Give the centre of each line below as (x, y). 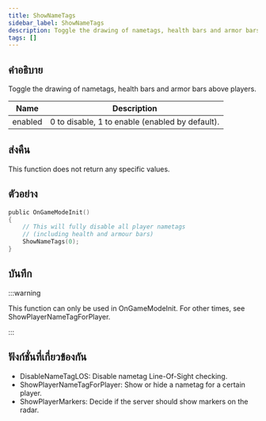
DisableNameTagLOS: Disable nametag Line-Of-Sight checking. (123, 376)
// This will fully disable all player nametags (104, 227)
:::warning (25, 293)
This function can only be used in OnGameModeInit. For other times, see (127, 308)
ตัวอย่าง (23, 194)
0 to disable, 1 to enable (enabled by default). (135, 122)
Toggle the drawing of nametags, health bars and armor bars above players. (133, 89)
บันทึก (20, 274)
